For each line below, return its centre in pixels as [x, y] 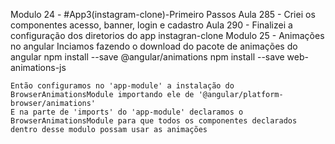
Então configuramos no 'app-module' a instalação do [122, 86]
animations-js [38, 67]
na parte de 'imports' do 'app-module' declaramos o [131, 112]
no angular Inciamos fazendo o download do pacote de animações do [154, 46]
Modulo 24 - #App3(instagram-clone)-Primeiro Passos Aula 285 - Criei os [163, 14]
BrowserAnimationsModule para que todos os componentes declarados [154, 121]
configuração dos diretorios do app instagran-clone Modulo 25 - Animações [167, 35]
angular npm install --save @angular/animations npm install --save [147, 57]
